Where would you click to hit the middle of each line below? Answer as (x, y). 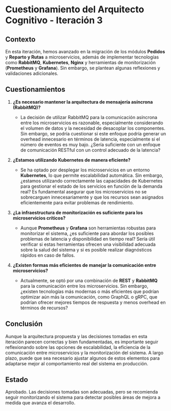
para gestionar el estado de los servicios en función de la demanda (91, 186)
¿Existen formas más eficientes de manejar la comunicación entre (84, 265)
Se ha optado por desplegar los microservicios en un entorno (85, 170)
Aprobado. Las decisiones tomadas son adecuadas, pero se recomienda (82, 392)
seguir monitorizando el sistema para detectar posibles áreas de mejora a (83, 397)
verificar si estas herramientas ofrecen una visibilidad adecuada (88, 244)
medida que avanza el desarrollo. (40, 403)
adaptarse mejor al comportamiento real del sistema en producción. (77, 363)
